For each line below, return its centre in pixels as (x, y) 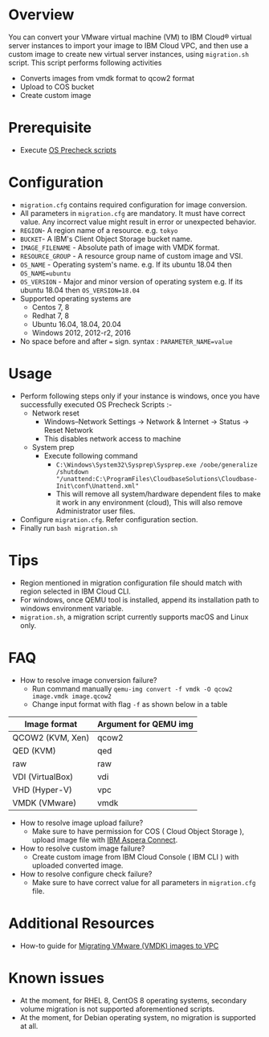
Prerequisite (50, 128)
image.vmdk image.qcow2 (72, 696)
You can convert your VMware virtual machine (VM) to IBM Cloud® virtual (130, 37)
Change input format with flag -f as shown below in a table (130, 704)
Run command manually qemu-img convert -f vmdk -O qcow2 (132, 688)
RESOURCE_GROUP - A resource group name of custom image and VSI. (131, 255)
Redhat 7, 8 (51, 316)
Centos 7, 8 (51, 307)
